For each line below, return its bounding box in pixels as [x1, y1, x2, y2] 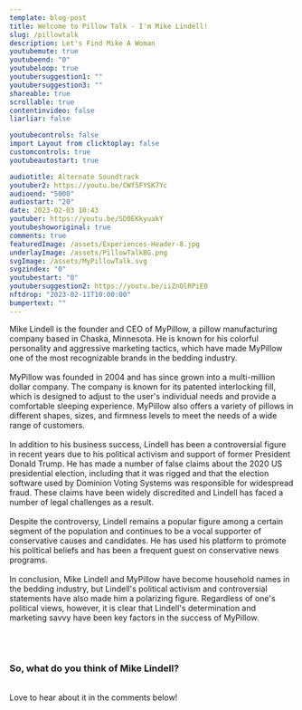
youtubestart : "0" [9, 273, 79, 283]
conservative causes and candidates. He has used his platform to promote [9, 535, 287, 546]
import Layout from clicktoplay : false [9, 139, 160, 149]
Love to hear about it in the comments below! [9, 692, 178, 703]
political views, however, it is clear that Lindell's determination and [9, 602, 256, 613]
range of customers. [9, 419, 86, 430]
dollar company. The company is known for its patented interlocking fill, [9, 381, 277, 392]
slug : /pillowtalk [9, 30, 79, 39]
